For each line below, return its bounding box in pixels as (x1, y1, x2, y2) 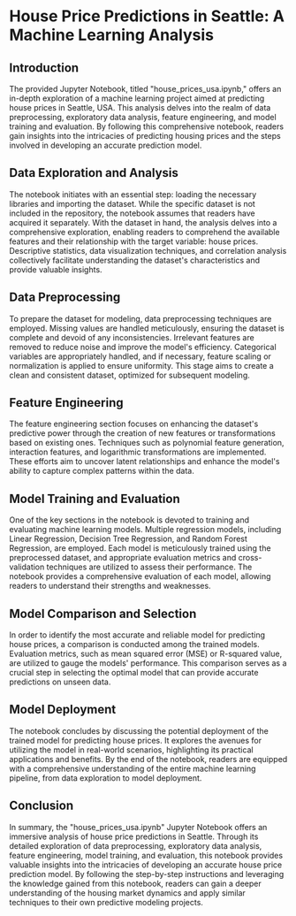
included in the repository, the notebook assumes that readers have (9, 208, 255, 218)
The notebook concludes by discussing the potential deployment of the (9, 725, 269, 736)
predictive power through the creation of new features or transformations (9, 428, 276, 439)
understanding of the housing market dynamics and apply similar (9, 887, 246, 898)
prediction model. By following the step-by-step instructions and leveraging (9, 868, 285, 879)
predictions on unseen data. (9, 676, 111, 687)
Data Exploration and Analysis (9, 165, 179, 180)
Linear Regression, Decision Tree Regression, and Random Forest (9, 533, 247, 545)
